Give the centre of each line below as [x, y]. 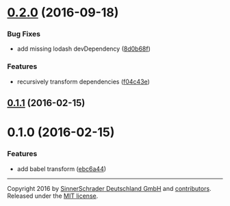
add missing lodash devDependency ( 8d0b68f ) [84, 49]
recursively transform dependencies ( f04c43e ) [84, 81]
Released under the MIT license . [53, 196]
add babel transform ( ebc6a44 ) [62, 168]
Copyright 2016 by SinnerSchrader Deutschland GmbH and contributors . [109, 188]
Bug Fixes [24, 34]
